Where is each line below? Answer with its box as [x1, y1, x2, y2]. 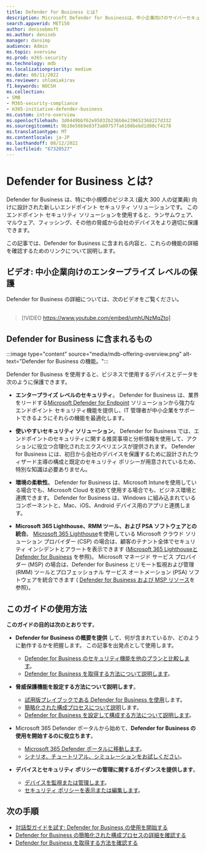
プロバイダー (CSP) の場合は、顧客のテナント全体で [44, 538, 175, 545]
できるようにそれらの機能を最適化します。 [20, 415, 128, 422]
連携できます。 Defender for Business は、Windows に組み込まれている [15, 494, 196, 502]
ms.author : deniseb [6, 32, 56, 38]
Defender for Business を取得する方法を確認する [15, 839, 138, 846]
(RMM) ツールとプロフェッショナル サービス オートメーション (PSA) [15, 569, 188, 576]
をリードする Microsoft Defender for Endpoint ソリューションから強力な [15, 399, 196, 407]
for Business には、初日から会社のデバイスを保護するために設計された [15, 450, 194, 458]
